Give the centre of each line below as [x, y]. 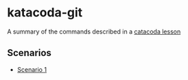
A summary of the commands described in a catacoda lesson [94, 31]
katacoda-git [45, 13]
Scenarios [29, 53]
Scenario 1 [32, 69]
